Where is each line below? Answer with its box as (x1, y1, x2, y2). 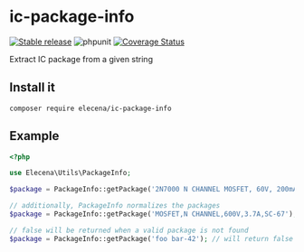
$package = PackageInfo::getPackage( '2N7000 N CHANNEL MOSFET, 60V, (9, 185, 273, 194)
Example (9, 128, 60, 144)
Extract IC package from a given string (9, 53, 154, 64)
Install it (9, 79, 56, 96)
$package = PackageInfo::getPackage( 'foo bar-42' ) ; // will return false (9, 234, 294, 243)
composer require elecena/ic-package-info (9, 104, 172, 113)
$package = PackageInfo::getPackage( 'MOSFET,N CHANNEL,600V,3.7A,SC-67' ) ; (9, 210, 298, 219)
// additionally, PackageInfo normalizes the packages (9, 201, 221, 210)
